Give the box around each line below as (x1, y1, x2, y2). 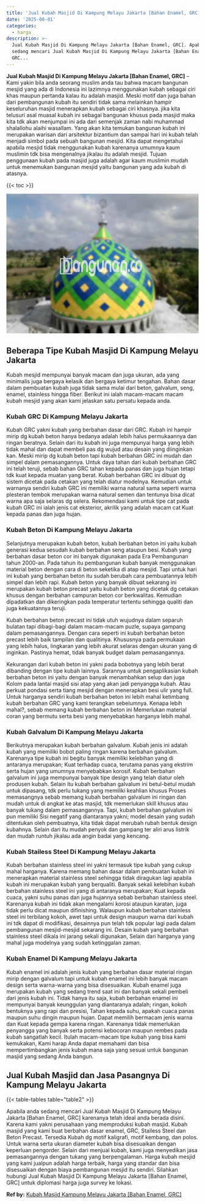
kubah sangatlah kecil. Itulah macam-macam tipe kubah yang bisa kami (6, 1033, 186, 1040)
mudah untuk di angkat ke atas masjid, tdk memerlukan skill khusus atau (6, 799, 189, 807)
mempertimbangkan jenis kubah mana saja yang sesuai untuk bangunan (6, 1046, 189, 1053)
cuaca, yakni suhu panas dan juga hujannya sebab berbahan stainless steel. (6, 894, 198, 901)
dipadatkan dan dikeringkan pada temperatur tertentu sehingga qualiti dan (6, 598, 193, 605)
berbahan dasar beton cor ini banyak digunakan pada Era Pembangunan (6, 552, 189, 560)
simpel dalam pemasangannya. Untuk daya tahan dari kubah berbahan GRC (6, 458, 197, 466)
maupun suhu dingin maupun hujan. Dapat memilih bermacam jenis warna (6, 1014, 193, 1021)
